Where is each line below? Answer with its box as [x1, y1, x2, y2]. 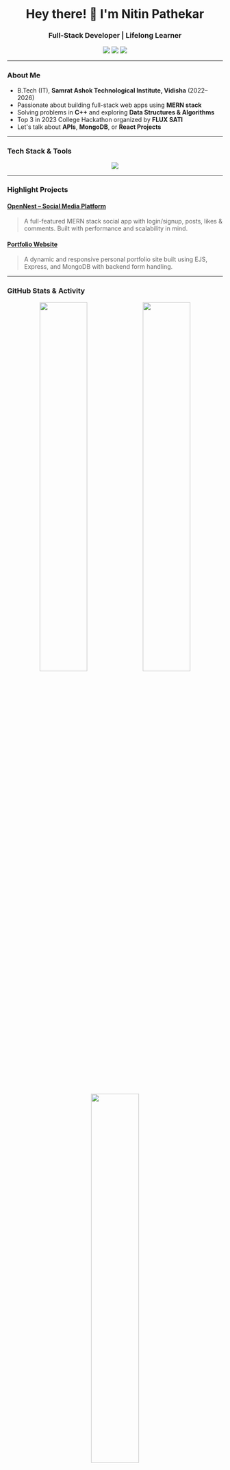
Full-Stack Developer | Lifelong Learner [48, 31, 182, 40]
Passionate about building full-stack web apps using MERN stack [16, 101, 202, 109]
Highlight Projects [7, 185, 68, 194]
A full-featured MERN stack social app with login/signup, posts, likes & [23, 217, 222, 226]
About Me [7, 71, 41, 80]
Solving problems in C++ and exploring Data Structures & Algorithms [16, 108, 215, 116]
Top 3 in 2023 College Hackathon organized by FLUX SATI [16, 115, 183, 123]
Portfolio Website [7, 240, 58, 248]
